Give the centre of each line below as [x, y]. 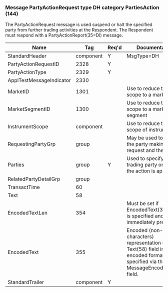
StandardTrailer [26, 282]
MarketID [18, 91]
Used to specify [145, 158]
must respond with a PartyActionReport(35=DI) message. [64, 35]
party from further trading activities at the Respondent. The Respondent [79, 30]
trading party [142, 165]
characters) [140, 236]
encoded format [145, 255]
